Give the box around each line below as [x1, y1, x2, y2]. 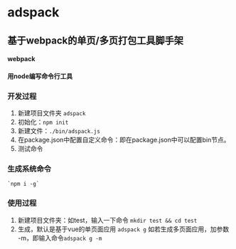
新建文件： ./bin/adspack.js [17, 127, 101, 135]
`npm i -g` [7, 181, 40, 188]
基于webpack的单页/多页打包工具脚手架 [7, 34, 183, 46]
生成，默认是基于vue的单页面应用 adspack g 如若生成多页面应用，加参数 [17, 225, 230, 233]
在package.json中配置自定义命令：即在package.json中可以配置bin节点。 [17, 136, 230, 144]
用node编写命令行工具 [7, 72, 73, 80]
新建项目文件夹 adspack [17, 109, 86, 117]
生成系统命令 [7, 164, 52, 174]
